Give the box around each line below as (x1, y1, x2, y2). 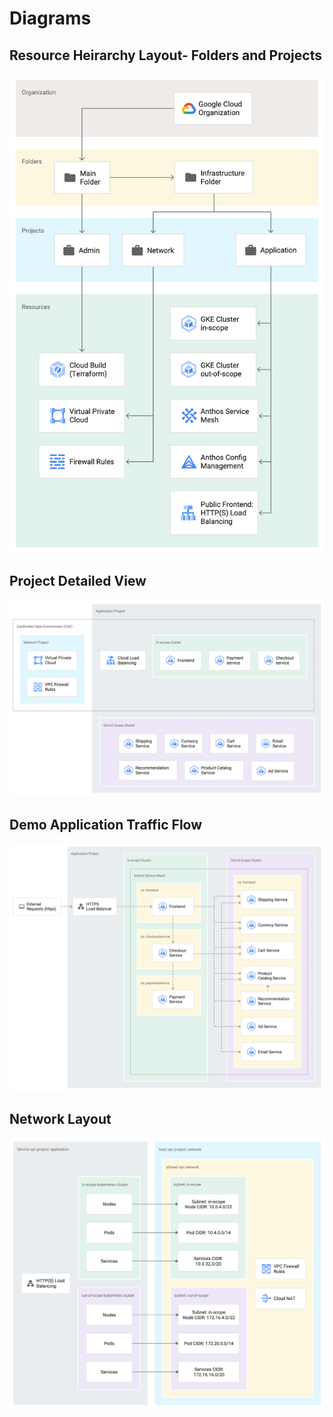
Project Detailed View (9, 573, 147, 590)
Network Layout (9, 1111, 112, 1128)
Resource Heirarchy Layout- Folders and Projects (9, 47, 322, 64)
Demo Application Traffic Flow (9, 816, 203, 833)
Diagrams (9, 7, 92, 30)
